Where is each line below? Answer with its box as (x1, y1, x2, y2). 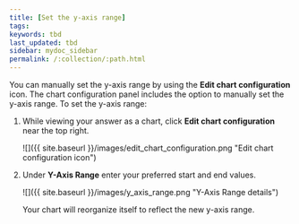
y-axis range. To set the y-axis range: (9, 99, 148, 108)
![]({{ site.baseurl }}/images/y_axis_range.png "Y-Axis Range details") (21, 187, 279, 197)
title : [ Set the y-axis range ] (9, 13, 126, 22)
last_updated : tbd (9, 38, 78, 47)
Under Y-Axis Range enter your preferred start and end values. (21, 169, 257, 180)
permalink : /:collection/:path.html (9, 55, 146, 64)
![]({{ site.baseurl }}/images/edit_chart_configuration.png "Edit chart (21, 142, 274, 153)
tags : (9, 22, 30, 30)
